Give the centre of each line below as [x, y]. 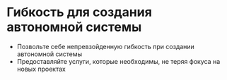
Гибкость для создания [80, 12]
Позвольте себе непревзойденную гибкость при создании [106, 46]
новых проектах [41, 69]
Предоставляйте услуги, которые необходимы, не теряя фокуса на [118, 61]
